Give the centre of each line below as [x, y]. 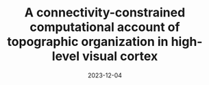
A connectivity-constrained [105, 13]
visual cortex [120, 57]
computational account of [105, 27]
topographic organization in [88, 42]
